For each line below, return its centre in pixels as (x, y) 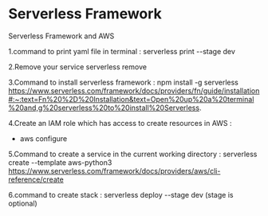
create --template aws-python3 (60, 162)
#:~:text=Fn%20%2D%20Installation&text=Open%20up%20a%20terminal (131, 99)
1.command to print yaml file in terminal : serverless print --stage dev (122, 51)
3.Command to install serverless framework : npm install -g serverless (124, 82)
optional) (23, 203)
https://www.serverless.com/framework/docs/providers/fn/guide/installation (134, 90)
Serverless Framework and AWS (61, 36)
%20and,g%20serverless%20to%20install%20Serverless (104, 108)
